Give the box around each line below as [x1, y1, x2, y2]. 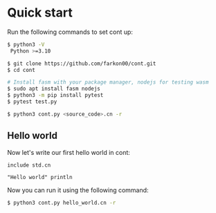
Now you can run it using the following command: [7, 185, 149, 194]
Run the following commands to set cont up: [7, 28, 134, 36]
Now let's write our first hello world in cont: [7, 148, 130, 156]
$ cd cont [7, 66, 36, 73]
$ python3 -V [7, 41, 45, 48]
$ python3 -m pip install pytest [7, 92, 104, 99]
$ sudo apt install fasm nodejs [7, 85, 100, 93]
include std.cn [7, 161, 51, 169]
